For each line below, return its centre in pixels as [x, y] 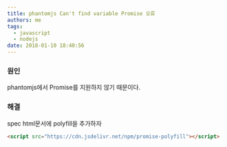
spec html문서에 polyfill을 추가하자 [54, 123]
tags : [15, 26]
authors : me [24, 20]
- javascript [32, 33]
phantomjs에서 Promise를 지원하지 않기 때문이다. [74, 88]
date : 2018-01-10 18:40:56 [46, 46]
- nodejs [26, 39]
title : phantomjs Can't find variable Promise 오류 [82, 13]
